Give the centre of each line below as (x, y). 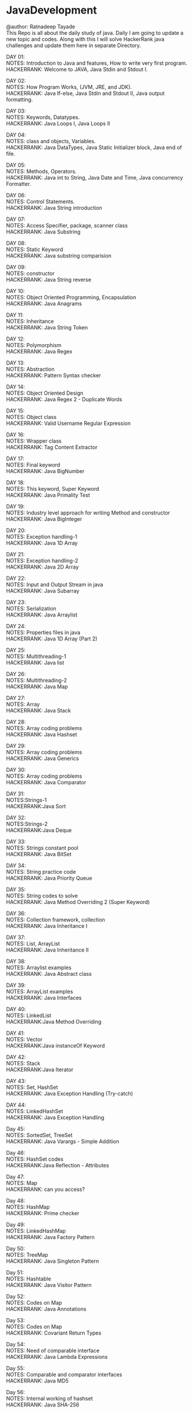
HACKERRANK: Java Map (37, 686)
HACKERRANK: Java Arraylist (42, 615)
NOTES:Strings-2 (27, 824)
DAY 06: (16, 195)
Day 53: (16, 1320)
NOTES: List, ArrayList (33, 943)
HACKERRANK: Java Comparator (46, 782)
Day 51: (15, 1272)
